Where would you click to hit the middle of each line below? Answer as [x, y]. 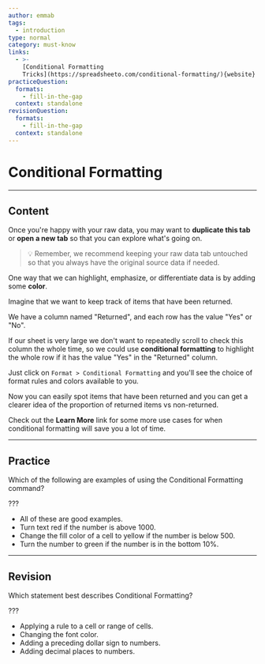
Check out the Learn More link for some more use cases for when [116, 421]
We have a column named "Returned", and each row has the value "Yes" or [130, 317]
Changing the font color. [59, 634]
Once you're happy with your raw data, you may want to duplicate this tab [129, 230]
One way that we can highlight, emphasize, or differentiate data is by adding [132, 278]
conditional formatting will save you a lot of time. [87, 428]
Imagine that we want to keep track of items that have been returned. [120, 302]
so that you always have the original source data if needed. [123, 262]
